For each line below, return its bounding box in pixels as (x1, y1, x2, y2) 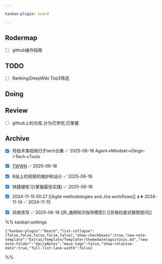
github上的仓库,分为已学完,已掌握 (12, 120, 79, 126)
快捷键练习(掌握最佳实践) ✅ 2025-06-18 (12, 183, 93, 189)
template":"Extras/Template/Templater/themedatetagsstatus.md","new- (5, 237, 150, 242)
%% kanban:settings (5, 219, 47, 225)
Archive (5, 135, 30, 143)
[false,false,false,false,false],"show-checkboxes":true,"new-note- (5, 233, 147, 238)
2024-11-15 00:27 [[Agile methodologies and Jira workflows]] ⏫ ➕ (12, 193, 144, 199)
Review (5, 106, 28, 115)
